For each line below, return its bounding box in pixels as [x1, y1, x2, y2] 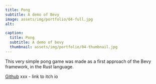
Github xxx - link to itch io [5, 73, 59, 79]
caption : [5, 31, 24, 36]
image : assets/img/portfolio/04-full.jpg [5, 17, 93, 22]
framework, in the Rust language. [5, 63, 74, 69]
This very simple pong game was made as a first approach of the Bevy [5, 58, 151, 64]
